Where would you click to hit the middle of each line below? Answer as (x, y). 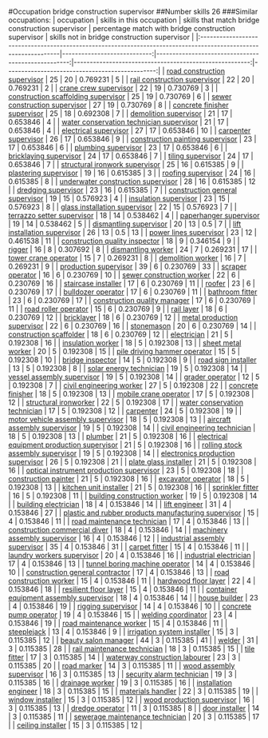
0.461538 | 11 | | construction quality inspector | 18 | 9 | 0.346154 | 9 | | (124, 241)
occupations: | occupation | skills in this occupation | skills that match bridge (134, 20)
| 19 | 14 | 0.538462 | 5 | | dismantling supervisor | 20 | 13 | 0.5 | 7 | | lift (125, 224)
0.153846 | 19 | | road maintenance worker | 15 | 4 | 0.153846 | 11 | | (118, 623)
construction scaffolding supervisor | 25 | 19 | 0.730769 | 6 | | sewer (120, 96)
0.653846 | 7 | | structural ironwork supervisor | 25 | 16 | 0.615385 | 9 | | (126, 164)
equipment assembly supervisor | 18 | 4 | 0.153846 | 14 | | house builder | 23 (133, 598)
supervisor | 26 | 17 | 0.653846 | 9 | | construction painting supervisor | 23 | (132, 139)
